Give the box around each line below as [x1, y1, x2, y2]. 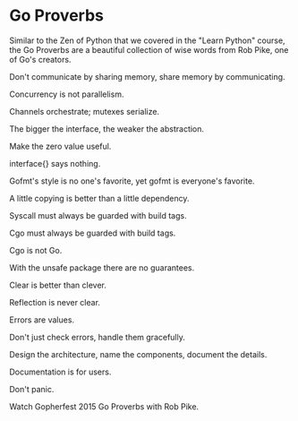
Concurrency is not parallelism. [9, 89, 124, 99]
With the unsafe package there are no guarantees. [9, 262, 195, 273]
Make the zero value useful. [9, 141, 112, 151]
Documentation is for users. [9, 366, 112, 377]
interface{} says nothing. [9, 158, 101, 168]
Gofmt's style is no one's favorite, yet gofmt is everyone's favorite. [9, 176, 255, 186]
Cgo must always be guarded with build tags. [9, 228, 176, 238]
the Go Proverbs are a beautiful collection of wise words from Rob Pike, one [9, 44, 289, 55]
